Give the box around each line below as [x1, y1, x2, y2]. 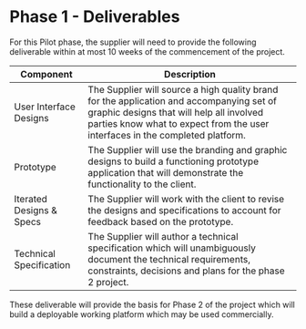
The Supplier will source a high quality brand [87, 83, 279, 96]
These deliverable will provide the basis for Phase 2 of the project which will [9, 299, 296, 310]
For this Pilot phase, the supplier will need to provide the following [9, 36, 257, 47]
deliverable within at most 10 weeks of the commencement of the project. [9, 46, 285, 57]
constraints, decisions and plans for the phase [87, 264, 285, 277]
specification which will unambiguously [87, 242, 257, 254]
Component [20, 67, 73, 80]
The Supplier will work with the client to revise [87, 192, 285, 205]
